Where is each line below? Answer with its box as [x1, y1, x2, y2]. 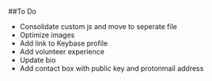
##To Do [8, 7, 37, 16]
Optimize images [19, 31, 75, 39]
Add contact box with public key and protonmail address [19, 64, 204, 73]
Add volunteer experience [19, 47, 105, 56]
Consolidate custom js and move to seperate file [19, 22, 178, 31]
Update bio [19, 55, 57, 64]
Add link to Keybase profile [19, 39, 108, 48]
